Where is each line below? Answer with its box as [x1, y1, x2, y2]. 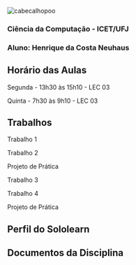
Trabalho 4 [7, 189, 38, 198]
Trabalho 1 [7, 135, 37, 143]
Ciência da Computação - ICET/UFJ [7, 24, 129, 34]
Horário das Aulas [7, 64, 87, 76]
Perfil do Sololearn [7, 223, 90, 235]
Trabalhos [7, 117, 52, 129]
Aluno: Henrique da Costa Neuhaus [7, 43, 130, 52]
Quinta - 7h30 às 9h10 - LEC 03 [7, 96, 98, 105]
